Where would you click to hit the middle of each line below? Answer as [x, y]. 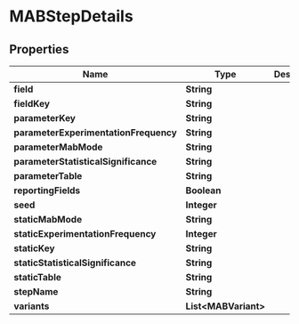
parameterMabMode [58, 147]
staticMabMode [48, 219]
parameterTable [48, 176]
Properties [39, 49]
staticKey [34, 248]
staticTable [38, 277]
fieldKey [32, 104]
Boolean [203, 190]
